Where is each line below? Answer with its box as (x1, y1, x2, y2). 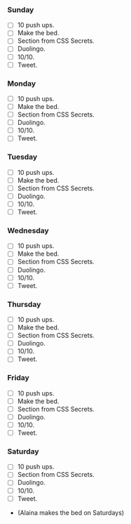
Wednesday (7, 225, 49, 235)
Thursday (7, 299, 41, 309)
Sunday (7, 5, 34, 15)
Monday (7, 79, 36, 89)
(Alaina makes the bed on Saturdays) (17, 508, 125, 517)
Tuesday (7, 152, 38, 162)
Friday (7, 373, 29, 383)
